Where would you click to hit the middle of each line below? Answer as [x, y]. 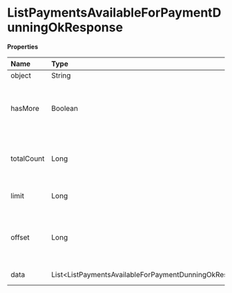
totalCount [28, 159]
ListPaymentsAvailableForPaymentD [114, 13]
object [21, 76]
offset [20, 237]
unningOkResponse [65, 27]
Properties [23, 46]
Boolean [65, 108]
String [61, 76]
